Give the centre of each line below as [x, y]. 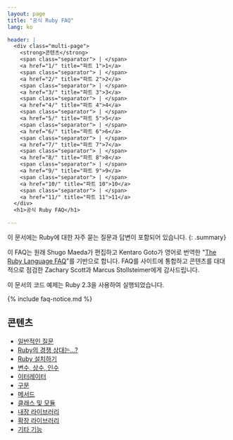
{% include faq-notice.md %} [50, 299]
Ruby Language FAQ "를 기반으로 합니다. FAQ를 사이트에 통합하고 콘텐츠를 [110, 261]
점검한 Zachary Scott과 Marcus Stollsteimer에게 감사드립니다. [113, 270]
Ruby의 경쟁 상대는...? [48, 350]
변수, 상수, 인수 [38, 367]
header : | [22, 39]
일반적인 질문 [36, 341]
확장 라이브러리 [38, 420]
